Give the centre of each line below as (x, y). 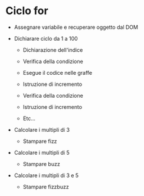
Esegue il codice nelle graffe (58, 72)
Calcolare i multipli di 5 (42, 152)
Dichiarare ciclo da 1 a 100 (46, 38)
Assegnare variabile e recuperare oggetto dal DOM (76, 27)
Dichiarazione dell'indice (53, 50)
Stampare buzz (41, 164)
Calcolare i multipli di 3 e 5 (46, 175)
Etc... (29, 118)
